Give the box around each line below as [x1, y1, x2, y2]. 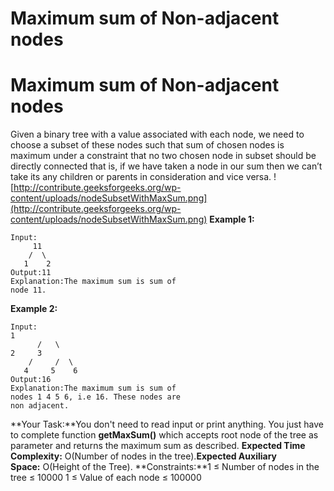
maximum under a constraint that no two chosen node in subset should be [10, 150, 317, 162]
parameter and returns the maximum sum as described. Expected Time [10, 440, 306, 452]
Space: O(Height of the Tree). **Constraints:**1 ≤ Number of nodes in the [10, 461, 320, 473]
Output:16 [10, 375, 52, 385]
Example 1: [209, 213, 255, 226]
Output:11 [10, 268, 52, 278]
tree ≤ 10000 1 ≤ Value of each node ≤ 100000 [10, 472, 202, 484]
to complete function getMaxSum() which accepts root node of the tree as [10, 429, 319, 441]
